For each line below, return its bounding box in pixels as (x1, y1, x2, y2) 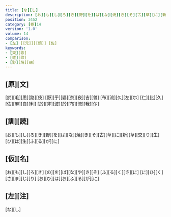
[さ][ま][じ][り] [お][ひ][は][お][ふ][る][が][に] (5, 175, 99, 181)
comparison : (5, 36, 31, 41)
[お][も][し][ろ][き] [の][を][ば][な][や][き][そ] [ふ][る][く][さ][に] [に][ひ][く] (5, 169, 164, 175)
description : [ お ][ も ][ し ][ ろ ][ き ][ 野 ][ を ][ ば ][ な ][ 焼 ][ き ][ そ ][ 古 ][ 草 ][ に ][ (5, 12, 163, 17)
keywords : (5, 45, 26, 51)
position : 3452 (5, 17, 38, 22)
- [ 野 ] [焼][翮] (5, 60, 36, 65)
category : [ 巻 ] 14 (5, 21, 42, 27)
